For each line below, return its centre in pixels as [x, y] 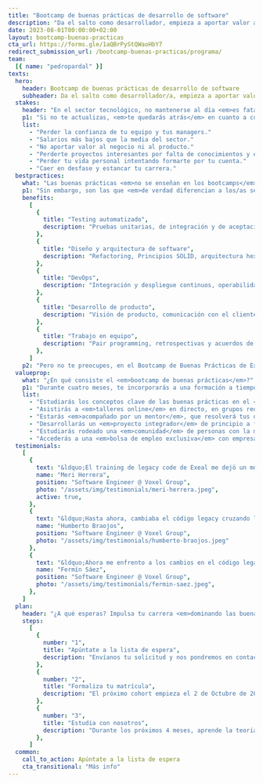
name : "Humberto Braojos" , [80, 526]
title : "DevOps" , [71, 278]
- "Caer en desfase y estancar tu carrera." [103, 169]
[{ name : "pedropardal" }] [59, 67]
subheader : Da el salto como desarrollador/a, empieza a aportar [131, 96]
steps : [33, 621]
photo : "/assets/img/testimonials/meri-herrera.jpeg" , [128, 490]
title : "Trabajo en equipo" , [90, 337]
